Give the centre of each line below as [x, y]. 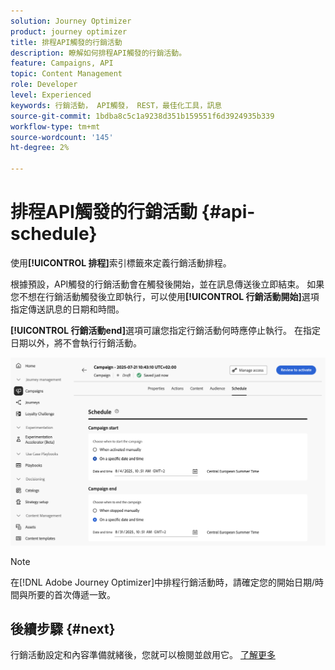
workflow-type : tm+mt [55, 126]
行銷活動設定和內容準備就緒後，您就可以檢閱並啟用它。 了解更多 [143, 655]
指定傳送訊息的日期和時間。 [67, 309]
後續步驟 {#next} [63, 629]
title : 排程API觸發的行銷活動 [66, 42]
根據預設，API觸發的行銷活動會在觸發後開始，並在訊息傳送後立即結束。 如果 [167, 284]
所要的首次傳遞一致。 [71, 594]
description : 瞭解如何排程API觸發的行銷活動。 [98, 53]
